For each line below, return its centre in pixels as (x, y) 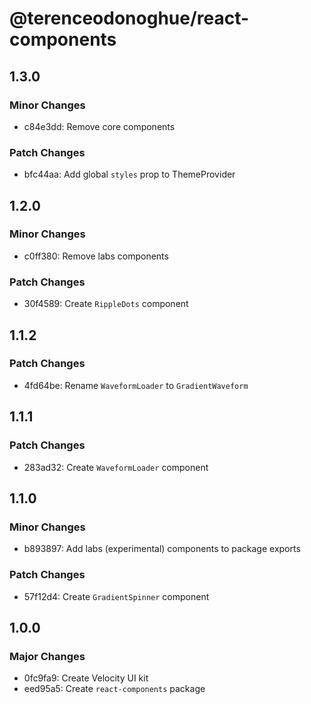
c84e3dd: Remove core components (99, 126)
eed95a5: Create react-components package (114, 689)
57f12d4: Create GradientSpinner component (116, 596)
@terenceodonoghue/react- (129, 18)
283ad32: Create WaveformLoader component (116, 467)
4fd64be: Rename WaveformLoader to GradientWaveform (136, 385)
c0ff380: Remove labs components (96, 256)
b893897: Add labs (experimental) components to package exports (162, 549)
